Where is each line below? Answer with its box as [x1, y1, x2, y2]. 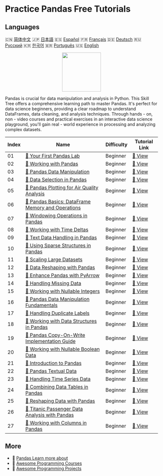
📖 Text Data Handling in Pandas [25, 234, 97, 241]
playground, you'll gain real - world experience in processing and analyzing [5, 121, 156, 127]
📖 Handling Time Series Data [25, 376, 91, 382]
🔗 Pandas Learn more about [12, 455, 68, 461]
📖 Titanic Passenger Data [25, 406, 83, 412]
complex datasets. [5, 127, 42, 132]
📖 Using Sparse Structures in [25, 242, 91, 249]
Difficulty [105, 141, 128, 148]
